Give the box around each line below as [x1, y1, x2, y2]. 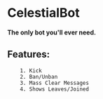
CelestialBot [7, 5, 80, 21]
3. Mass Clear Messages [20, 79, 90, 86]
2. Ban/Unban [20, 73, 58, 80]
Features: [7, 48, 50, 60]
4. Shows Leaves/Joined [20, 86, 90, 93]
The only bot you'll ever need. [7, 28, 97, 37]
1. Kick [20, 67, 42, 74]
